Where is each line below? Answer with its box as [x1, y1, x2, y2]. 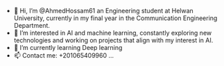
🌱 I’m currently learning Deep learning [13, 44, 123, 51]
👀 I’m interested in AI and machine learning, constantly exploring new [13, 28, 212, 37]
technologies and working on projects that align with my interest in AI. [13, 36, 214, 44]
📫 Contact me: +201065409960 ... [13, 51, 114, 59]
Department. [13, 22, 51, 29]
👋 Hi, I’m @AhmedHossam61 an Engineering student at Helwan [13, 7, 194, 15]
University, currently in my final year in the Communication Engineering [13, 14, 218, 22]
